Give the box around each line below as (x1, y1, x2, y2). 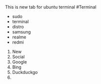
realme (12, 34, 26, 40)
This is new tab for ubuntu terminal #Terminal (5, 4, 97, 10)
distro (12, 24, 24, 30)
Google (12, 59, 27, 65)
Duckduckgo (12, 69, 38, 75)
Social (12, 54, 25, 60)
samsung (12, 29, 31, 34)
